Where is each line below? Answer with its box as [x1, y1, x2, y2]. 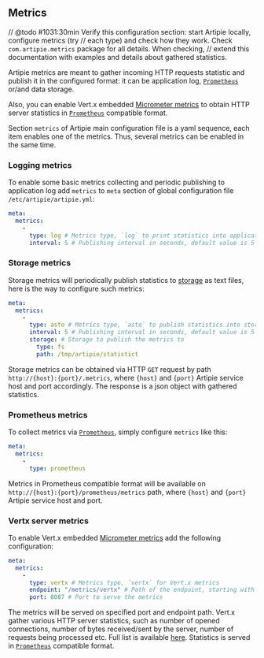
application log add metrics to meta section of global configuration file [8, 186, 234, 195]
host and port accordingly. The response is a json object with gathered [8, 381, 237, 391]
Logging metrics [8, 159, 72, 170]
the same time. [8, 139, 57, 149]
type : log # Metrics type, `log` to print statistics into [28, 232, 226, 240]
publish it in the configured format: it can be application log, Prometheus [8, 76, 239, 85]
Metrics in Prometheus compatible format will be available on [8, 478, 207, 488]
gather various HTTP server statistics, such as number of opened [8, 616, 220, 626]
